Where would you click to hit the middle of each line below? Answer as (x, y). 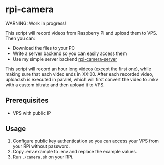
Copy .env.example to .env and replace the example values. (75, 151)
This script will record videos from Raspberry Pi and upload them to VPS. (81, 33)
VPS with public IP (32, 113)
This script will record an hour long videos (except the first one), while (78, 69)
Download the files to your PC (44, 48)
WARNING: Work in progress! (36, 23)
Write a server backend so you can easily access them (70, 53)
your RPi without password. (41, 146)
